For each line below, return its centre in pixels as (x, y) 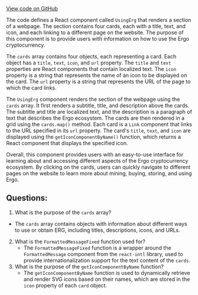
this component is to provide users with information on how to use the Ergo (98, 39)
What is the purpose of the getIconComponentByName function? (89, 266)
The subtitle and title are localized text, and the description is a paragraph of (99, 112)
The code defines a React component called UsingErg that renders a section (99, 20)
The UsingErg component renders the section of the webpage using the (93, 99)
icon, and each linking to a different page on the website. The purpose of (95, 32)
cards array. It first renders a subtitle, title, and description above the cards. (98, 105)
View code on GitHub (32, 9)
